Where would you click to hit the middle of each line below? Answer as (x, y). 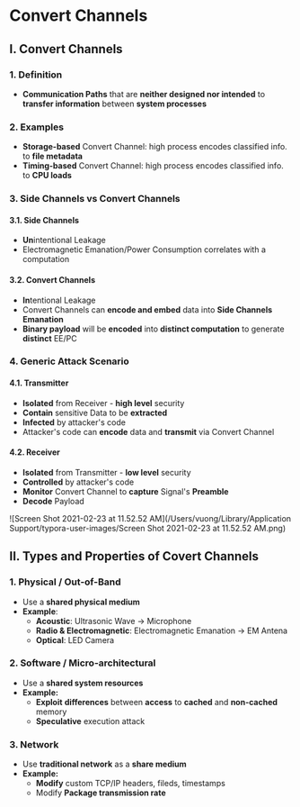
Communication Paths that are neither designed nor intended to (144, 94)
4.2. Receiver (35, 452)
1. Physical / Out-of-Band (65, 582)
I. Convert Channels (66, 49)
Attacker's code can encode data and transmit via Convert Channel (148, 431)
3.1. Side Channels (44, 220)
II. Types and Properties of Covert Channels (134, 556)
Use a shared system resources (83, 683)
